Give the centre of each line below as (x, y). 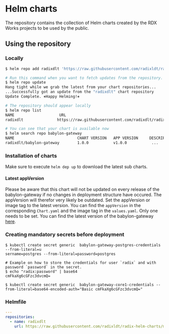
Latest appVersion (25, 178)
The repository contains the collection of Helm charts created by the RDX (81, 23)
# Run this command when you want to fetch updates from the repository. (84, 78)
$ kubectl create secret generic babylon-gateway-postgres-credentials (83, 245)
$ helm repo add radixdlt (32, 69)
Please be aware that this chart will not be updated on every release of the (82, 189)
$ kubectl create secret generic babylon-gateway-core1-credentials (80, 285)
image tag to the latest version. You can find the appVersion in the (73, 206)
